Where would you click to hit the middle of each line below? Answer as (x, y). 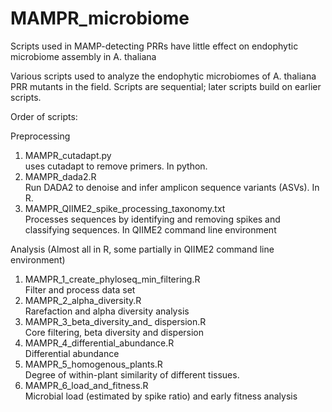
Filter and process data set (80, 289)
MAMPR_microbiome (100, 18)
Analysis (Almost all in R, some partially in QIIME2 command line (142, 249)
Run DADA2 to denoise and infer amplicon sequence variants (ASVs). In (172, 187)
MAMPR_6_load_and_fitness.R (86, 385)
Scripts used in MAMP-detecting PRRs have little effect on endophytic (154, 46)
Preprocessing (40, 136)
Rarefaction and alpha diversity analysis (107, 311)
